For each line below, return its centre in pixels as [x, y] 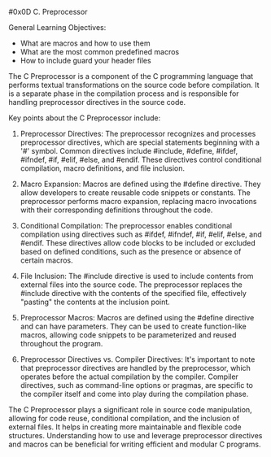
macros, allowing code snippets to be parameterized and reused [128, 335]
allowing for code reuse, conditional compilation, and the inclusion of [124, 418]
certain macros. [46, 260]
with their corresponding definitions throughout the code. [116, 210]
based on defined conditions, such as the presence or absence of [131, 252]
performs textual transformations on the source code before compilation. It [134, 85]
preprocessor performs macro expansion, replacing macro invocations [138, 201]
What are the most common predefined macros [100, 52]
